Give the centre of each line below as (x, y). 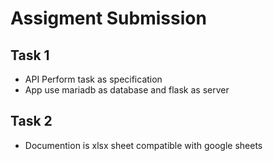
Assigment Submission (108, 18)
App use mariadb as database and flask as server (127, 90)
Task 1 (30, 55)
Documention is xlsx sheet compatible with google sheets (143, 145)
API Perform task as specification (93, 79)
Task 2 (31, 121)
